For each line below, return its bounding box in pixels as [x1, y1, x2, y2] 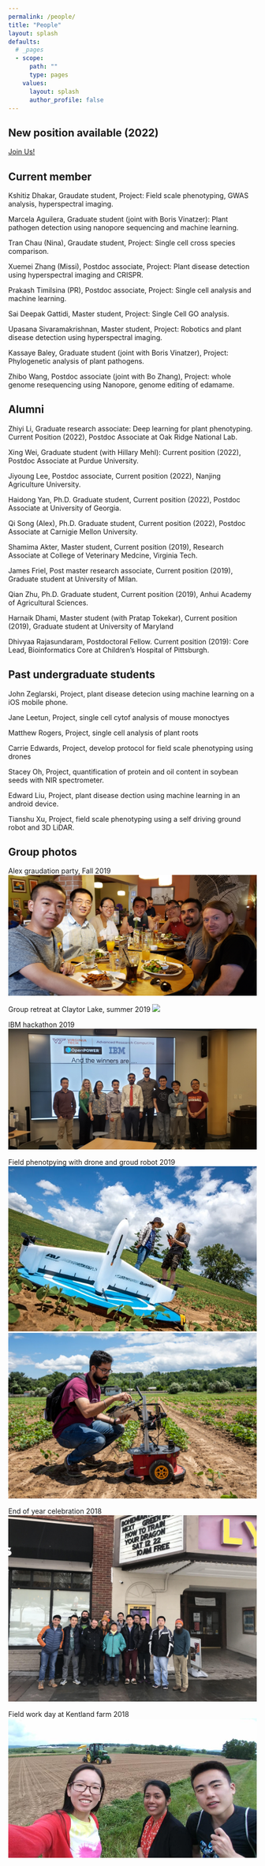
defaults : [8, 38, 41, 46]
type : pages [28, 71, 69, 79]
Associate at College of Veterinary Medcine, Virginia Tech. [8, 550, 198, 560]
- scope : [15, 54, 44, 62]
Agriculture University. [8, 480, 81, 489]
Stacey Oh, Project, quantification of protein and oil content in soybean [8, 767, 239, 776]
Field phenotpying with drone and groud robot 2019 [8, 1157, 176, 1166]
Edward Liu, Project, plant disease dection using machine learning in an [8, 790, 241, 800]
